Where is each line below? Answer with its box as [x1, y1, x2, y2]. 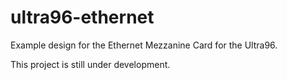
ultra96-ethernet [10, 6, 155, 29]
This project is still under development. [10, 58, 171, 70]
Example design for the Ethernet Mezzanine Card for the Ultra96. [10, 39, 278, 51]
